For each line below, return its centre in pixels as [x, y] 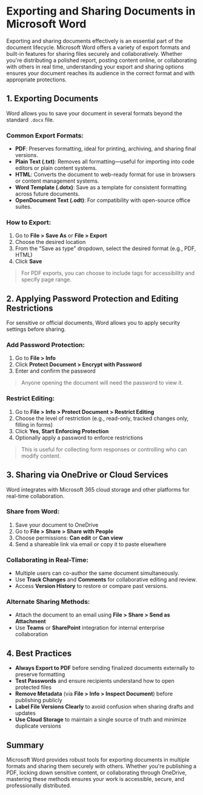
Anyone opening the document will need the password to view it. [102, 383]
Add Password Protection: [45, 345]
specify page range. [46, 280]
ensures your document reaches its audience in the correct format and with [101, 73]
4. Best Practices [39, 653]
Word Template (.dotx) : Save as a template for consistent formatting [101, 188]
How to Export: [29, 222]
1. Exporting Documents [52, 99]
